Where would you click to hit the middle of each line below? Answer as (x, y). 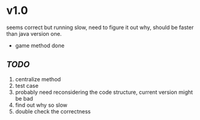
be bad (24, 98)
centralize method (38, 79)
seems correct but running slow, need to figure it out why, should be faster (100, 27)
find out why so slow (41, 105)
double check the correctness (53, 111)
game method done (40, 45)
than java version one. (34, 33)
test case (27, 85)
